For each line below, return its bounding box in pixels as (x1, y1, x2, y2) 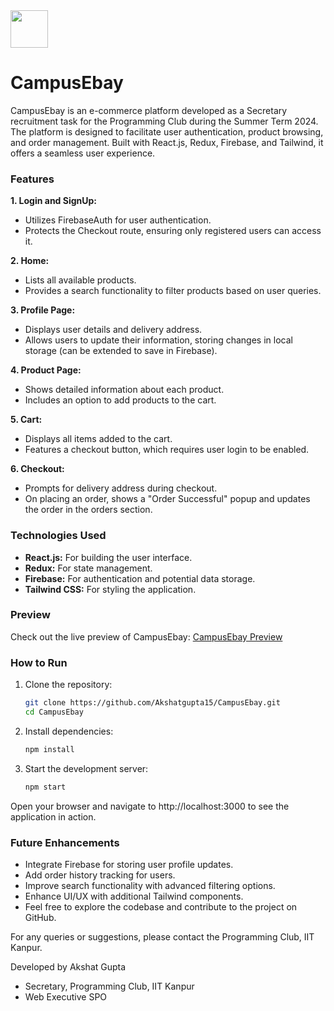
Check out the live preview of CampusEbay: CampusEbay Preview (10, 630, 283, 643)
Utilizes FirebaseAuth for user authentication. (24, 214, 212, 226)
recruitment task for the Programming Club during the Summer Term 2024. (10, 115, 319, 127)
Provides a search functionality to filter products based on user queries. (24, 285, 322, 297)
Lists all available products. (24, 274, 137, 286)
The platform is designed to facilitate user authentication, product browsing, (10, 125, 324, 138)
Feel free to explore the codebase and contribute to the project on (24, 900, 298, 913)
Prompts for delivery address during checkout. (24, 482, 218, 494)
